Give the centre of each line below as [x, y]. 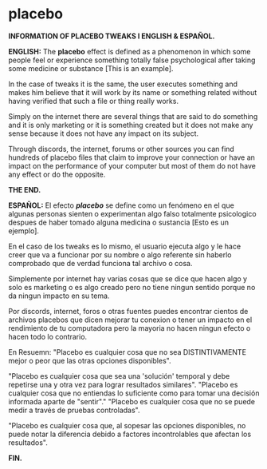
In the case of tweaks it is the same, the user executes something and [123, 84]
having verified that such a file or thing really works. [94, 101]
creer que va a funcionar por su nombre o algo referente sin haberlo [120, 254]
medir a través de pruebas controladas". [74, 410]
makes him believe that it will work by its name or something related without [133, 92]
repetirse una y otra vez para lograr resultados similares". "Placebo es [123, 384]
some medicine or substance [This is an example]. [91, 68]
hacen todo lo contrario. [48, 336]
